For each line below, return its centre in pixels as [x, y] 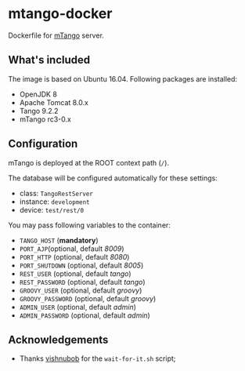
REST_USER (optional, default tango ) [75, 273]
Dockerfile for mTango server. [56, 35]
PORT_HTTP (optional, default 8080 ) [74, 256]
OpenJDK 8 [38, 94]
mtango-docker [60, 14]
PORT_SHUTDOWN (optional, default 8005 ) [81, 265]
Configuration [43, 144]
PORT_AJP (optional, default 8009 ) [72, 249]
